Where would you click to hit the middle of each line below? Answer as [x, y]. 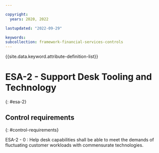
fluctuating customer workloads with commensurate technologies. [74, 145]
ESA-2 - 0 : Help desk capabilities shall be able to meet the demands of [80, 139]
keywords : [16, 37]
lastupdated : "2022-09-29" [34, 28]
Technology [31, 88]
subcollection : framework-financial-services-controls [64, 42]
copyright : [17, 14]
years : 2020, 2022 [29, 19]
